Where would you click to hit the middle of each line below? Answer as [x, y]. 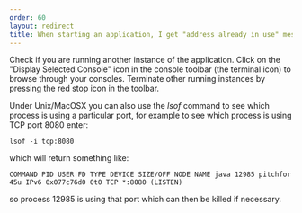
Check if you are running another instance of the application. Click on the [145, 60]
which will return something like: [69, 158]
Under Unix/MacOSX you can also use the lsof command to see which [139, 106]
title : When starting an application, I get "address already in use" [144, 34]
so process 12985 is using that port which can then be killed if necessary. [145, 200]
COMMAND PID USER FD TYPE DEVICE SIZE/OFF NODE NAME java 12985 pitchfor [151, 175]
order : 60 [28, 18]
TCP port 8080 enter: [49, 125]
